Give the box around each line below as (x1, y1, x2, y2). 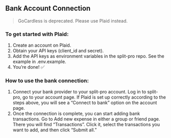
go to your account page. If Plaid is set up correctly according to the (22, 94, 166, 101)
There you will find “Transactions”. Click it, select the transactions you (12, 122, 160, 128)
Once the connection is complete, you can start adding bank (12, 110, 140, 117)
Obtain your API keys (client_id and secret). (12, 48, 104, 54)
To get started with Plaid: (5, 30, 69, 37)
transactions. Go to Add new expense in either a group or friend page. (12, 116, 160, 122)
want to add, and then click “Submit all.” (12, 127, 97, 133)
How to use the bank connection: (5, 77, 89, 84)
